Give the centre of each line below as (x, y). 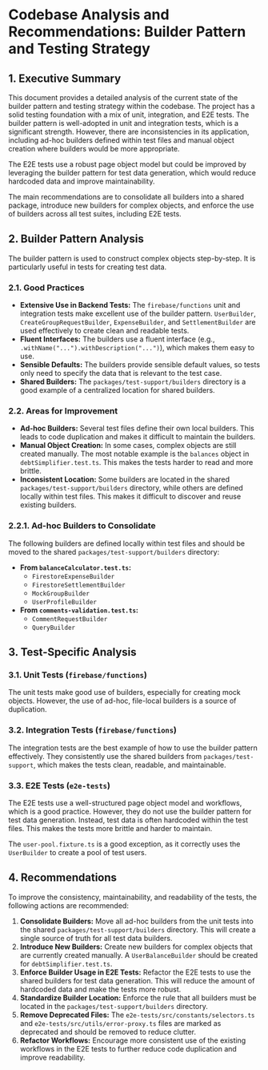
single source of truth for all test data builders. (96, 938)
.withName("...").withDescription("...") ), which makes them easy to (137, 348)
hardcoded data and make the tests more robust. (100, 989)
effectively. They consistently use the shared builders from (105, 756)
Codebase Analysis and (89, 15)
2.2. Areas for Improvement (63, 411)
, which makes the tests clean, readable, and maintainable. (130, 765)
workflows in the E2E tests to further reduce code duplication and (128, 1048)
